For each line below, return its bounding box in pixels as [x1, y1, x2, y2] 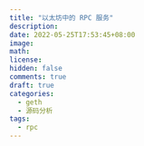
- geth [17, 97, 43, 107]
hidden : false [9, 64, 63, 73]
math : [9, 47, 30, 56]
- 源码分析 [17, 106, 53, 115]
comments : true [9, 73, 67, 82]
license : [9, 55, 43, 64]
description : [9, 22, 59, 31]
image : [9, 38, 34, 48]
